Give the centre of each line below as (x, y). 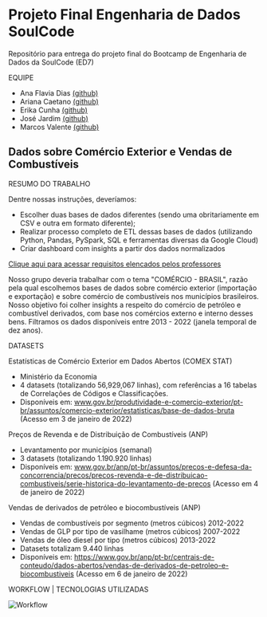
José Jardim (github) (54, 118)
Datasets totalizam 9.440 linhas (72, 548)
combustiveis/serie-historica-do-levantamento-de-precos (115, 483)
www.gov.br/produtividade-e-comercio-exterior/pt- (159, 402)
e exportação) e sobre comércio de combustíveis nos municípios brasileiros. (133, 296)
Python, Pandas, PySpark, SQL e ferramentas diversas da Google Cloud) (139, 240)
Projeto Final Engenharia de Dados (124, 15)
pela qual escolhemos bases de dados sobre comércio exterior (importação (133, 288)
